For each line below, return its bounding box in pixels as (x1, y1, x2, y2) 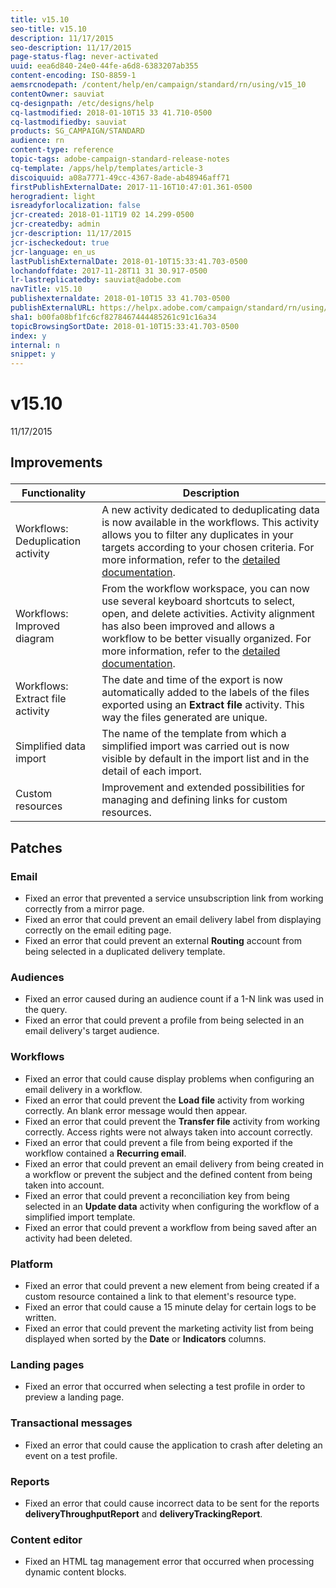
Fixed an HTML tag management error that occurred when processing (24, 1556, 315, 1568)
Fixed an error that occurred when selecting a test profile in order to (24, 1381, 306, 1393)
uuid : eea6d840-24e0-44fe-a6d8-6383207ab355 (10, 61, 199, 71)
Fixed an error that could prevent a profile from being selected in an (24, 1014, 305, 1026)
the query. (24, 1004, 68, 1016)
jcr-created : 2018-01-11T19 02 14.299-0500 (10, 210, 195, 220)
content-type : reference (10, 145, 114, 155)
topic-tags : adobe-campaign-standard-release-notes (10, 154, 230, 164)
